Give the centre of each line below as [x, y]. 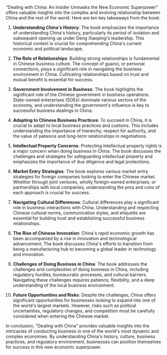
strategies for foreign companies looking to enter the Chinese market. [84, 177]
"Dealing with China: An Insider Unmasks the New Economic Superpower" [82, 7]
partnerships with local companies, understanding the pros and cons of [86, 187]
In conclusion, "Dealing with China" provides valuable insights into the [78, 326]
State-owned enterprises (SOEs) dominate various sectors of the [80, 100]
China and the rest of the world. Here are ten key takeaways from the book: [83, 18]
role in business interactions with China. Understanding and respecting [86, 207]
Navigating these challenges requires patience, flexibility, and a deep [84, 280]
